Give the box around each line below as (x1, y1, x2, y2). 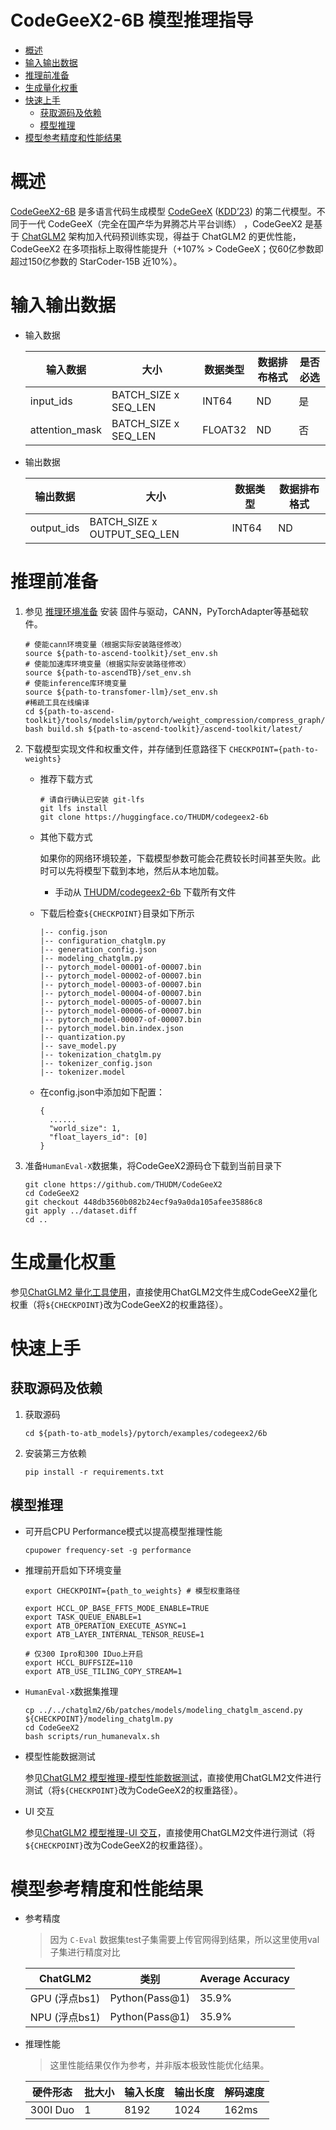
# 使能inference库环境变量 (24, 678, 127, 688)
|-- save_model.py (39, 1041, 117, 1051)
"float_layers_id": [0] (48, 1132, 148, 1142)
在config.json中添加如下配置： (39, 1086, 165, 1098)
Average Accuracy (199, 1972, 290, 1986)
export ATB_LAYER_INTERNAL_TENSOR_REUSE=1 (24, 1629, 205, 1640)
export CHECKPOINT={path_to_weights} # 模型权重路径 (24, 1586, 241, 1596)
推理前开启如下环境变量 (24, 1564, 122, 1576)
